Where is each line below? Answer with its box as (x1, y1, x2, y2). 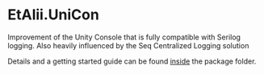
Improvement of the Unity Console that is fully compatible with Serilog (7, 32, 241, 42)
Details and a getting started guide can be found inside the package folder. (7, 56, 257, 66)
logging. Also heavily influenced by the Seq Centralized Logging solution (7, 40, 249, 50)
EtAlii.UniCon (7, 6, 100, 24)
